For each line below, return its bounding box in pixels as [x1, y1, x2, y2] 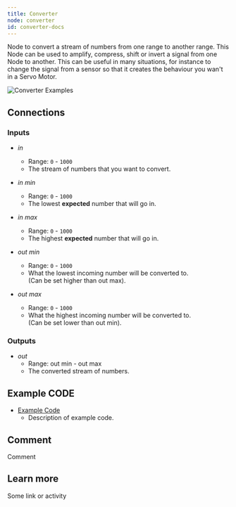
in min [17, 179, 36, 187]
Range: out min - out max [27, 359, 102, 368]
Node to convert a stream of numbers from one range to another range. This [7, 43, 229, 51]
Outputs [7, 335, 37, 345]
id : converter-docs [7, 23, 65, 30]
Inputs [7, 127, 30, 137]
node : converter [7, 17, 55, 24]
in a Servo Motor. [7, 72, 58, 81]
